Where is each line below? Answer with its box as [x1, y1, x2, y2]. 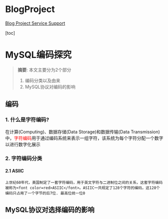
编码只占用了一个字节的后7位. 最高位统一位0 [5, 190, 85, 196]
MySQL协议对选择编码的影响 [5, 205, 95, 214]
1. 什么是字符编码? [5, 116, 49, 123]
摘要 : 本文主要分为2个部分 [17, 66, 72, 72]
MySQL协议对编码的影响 [25, 84, 76, 90]
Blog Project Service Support [5, 20, 65, 26]
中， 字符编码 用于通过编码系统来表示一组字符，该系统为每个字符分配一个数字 [5, 135, 163, 141]
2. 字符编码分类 [5, 155, 43, 162]
